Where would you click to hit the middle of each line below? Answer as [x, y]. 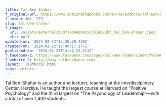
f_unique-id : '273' [25, 19]
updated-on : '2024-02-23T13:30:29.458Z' [47, 42]
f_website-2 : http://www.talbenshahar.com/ [51, 60]
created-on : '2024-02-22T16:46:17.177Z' [47, 46]
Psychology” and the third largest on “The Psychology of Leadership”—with [82, 93]
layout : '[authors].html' [32, 64]
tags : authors [20, 69]
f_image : [14, 28]
